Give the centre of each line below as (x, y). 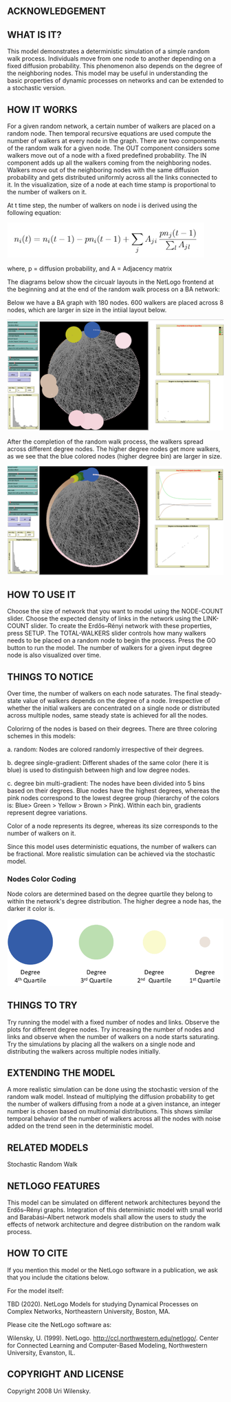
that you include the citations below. (58, 1277)
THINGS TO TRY (42, 1006)
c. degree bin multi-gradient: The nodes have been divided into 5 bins (106, 783)
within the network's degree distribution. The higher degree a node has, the (114, 901)
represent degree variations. (47, 813)
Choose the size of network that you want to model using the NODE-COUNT (115, 611)
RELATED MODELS (48, 1148)
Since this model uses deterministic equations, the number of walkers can (112, 847)
